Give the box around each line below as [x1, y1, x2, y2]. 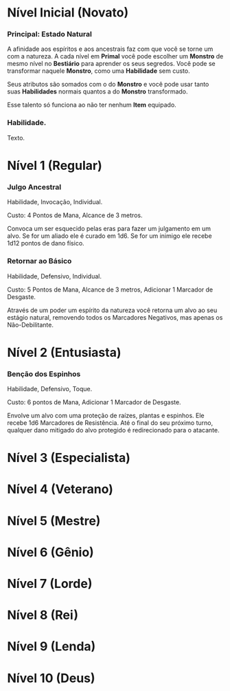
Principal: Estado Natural [7, 30, 93, 39]
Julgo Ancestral [7, 182, 62, 192]
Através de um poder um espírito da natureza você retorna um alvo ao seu [7, 306, 218, 314]
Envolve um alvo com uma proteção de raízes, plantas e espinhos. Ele [7, 411, 205, 420]
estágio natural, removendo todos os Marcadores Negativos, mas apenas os [7, 313, 223, 321]
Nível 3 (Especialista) [7, 450, 130, 465]
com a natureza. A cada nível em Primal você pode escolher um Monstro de [7, 52, 224, 61]
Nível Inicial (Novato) [7, 5, 129, 21]
